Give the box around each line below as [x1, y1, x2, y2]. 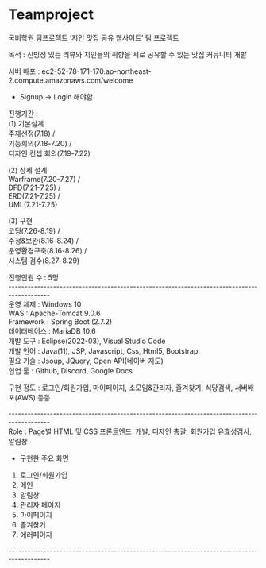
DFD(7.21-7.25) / [8, 183, 61, 192]
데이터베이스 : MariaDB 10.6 [8, 326, 97, 335]
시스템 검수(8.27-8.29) [8, 256, 80, 265]
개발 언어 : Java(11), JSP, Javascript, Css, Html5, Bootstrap [8, 346, 199, 355]
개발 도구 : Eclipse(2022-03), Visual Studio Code [8, 336, 166, 346]
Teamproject [8, 6, 94, 24]
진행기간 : [8, 109, 38, 118]
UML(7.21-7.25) [8, 199, 58, 209]
